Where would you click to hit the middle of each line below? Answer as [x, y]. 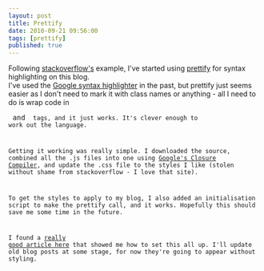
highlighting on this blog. [49, 77]
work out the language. [48, 125]
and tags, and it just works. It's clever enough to [105, 118]
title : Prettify [35, 23]
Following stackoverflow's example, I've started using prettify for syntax [127, 68]
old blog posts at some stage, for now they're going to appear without [132, 252]
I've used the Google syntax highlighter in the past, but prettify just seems [130, 86]
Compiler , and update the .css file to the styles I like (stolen [121, 165]
